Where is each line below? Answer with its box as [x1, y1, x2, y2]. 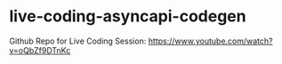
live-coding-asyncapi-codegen [9, 6, 246, 27]
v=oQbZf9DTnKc [9, 44, 71, 55]
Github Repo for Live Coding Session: [9, 36, 147, 46]
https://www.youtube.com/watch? [148, 36, 273, 46]
